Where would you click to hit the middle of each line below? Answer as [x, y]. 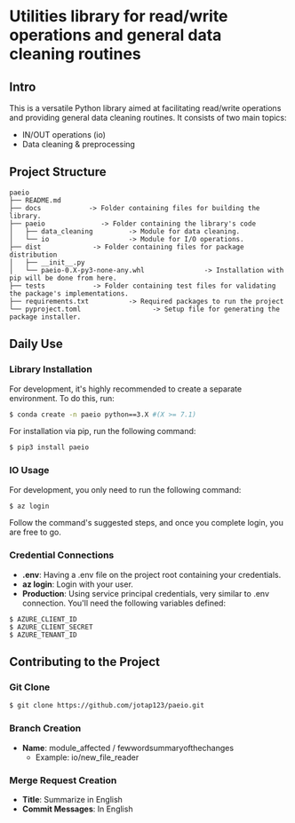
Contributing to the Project [84, 662]
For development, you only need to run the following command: [125, 489]
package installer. [45, 317]
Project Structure [58, 172]
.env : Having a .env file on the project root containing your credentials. [151, 574]
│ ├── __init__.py [48, 262]
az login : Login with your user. [77, 584]
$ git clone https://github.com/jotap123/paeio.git [107, 706]
